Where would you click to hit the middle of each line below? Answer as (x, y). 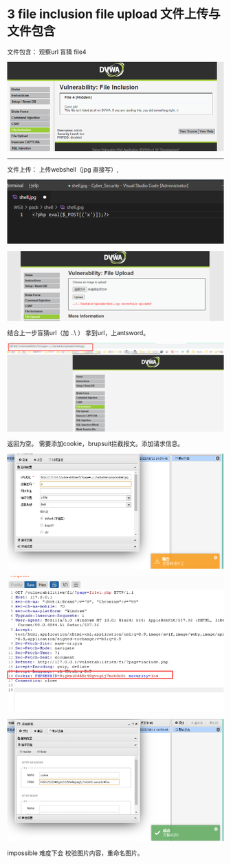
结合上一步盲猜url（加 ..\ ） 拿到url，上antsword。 (78, 333)
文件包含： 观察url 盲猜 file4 (47, 52)
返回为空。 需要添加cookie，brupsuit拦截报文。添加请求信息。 (96, 444)
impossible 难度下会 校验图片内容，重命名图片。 (75, 853)
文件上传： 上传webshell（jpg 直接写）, (63, 170)
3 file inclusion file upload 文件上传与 (114, 14)
